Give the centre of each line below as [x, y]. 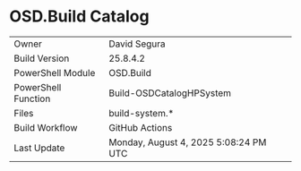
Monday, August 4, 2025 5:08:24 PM [188, 142]
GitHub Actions [141, 127]
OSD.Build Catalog [79, 17]
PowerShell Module [55, 73]
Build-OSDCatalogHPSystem [170, 93]
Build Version [42, 58]
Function [32, 98]
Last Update [39, 148]
